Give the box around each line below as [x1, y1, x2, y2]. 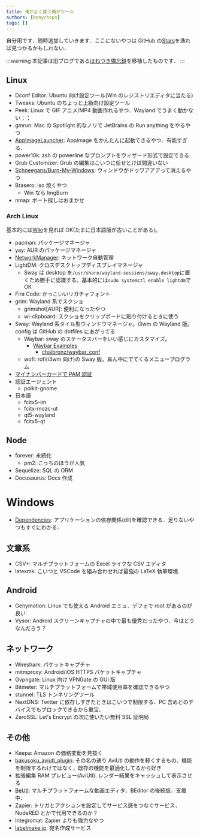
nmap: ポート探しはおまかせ [14, 197, 85, 204]
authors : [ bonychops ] [6, 14, 60, 20]
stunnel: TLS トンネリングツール [14, 691, 95, 698]
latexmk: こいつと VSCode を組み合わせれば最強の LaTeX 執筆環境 [14, 568, 178, 575]
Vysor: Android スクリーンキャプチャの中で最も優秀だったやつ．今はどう [14, 617, 195, 624]
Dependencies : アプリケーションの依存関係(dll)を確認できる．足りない [14, 516, 189, 523]
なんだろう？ [14, 624, 47, 631]
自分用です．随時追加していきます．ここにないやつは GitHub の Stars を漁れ [6, 37, 191, 44]
